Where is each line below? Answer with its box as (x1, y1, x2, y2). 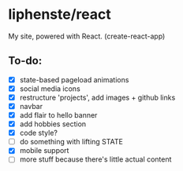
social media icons (19, 84, 80, 93)
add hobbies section (19, 119, 87, 129)
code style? (19, 128, 58, 138)
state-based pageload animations (19, 75, 129, 84)
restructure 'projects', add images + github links (19, 93, 176, 102)
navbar (19, 101, 43, 111)
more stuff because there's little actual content (19, 155, 172, 164)
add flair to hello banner (19, 111, 98, 119)
